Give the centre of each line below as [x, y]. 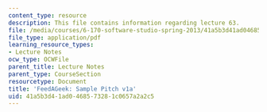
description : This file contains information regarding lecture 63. [124, 23]
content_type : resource [48, 15]
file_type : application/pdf [55, 37]
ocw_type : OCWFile [39, 60]
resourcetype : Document [48, 81]
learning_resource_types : [51, 45]
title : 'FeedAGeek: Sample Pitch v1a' [72, 89]
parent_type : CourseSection [55, 74]
